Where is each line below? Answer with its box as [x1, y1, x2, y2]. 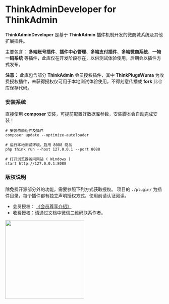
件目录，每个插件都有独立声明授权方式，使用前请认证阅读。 [5, 192, 129, 198]
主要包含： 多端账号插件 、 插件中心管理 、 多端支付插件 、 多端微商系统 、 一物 [5, 48, 161, 55]
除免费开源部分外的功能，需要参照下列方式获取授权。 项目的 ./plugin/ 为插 [5, 186, 162, 192]
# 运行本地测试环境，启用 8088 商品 [5, 142, 72, 147]
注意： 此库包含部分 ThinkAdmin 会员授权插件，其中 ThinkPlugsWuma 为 [5, 72, 160, 78]
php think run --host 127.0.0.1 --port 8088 [5, 147, 100, 152]
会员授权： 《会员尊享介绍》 [12, 203, 72, 209]
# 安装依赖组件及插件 [5, 128, 44, 133]
